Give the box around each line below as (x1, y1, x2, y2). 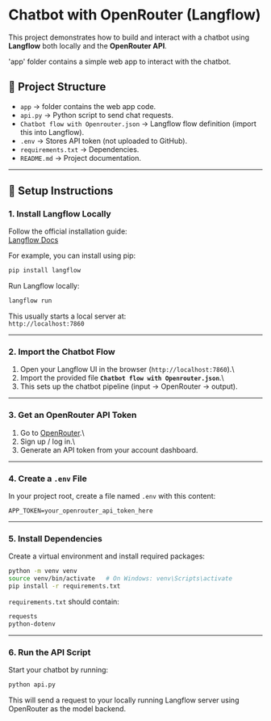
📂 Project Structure (8, 80, 106, 94)
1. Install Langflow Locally (8, 209, 111, 220)
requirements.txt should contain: (8, 597, 119, 606)
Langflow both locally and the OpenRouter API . (8, 40, 167, 50)
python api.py (8, 681, 56, 689)
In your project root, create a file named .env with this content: (8, 491, 216, 501)
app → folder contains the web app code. (19, 101, 156, 111)
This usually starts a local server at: (8, 311, 127, 321)
